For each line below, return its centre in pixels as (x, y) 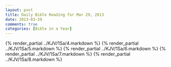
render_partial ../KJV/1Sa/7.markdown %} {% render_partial (68, 54)
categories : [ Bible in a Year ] (39, 29)
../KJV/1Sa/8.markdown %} (34, 59)
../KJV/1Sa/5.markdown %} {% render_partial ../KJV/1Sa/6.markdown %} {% (86, 49)
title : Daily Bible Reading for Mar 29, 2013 (55, 15)
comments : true (22, 24)
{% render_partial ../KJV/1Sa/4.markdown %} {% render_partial (72, 43)
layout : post (19, 10)
